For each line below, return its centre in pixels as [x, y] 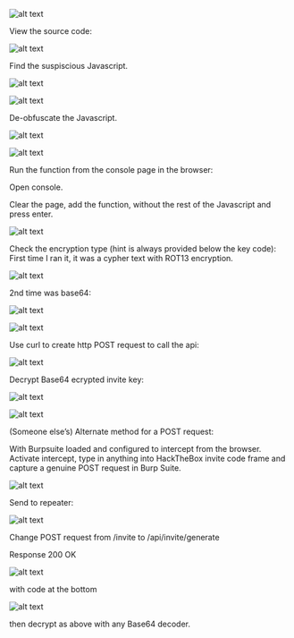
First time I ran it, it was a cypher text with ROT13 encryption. [122, 258]
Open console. [36, 187]
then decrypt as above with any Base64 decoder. [100, 624]
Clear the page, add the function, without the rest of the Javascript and [140, 204]
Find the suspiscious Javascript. [68, 66]
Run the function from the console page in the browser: [111, 170]
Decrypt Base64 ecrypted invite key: [77, 379]
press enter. [31, 214]
